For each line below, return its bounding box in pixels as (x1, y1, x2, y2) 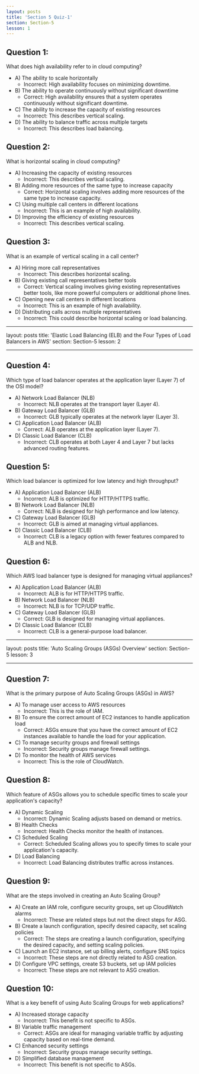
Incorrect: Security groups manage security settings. (23, 1048, 153, 1056)
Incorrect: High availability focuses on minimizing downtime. (23, 81, 171, 88)
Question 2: (6, 142, 50, 152)
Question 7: (6, 674, 50, 684)
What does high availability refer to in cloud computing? (6, 63, 142, 70)
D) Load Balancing (14, 852, 60, 860)
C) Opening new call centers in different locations (14, 295, 136, 302)
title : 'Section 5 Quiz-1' (6, 14, 73, 20)
